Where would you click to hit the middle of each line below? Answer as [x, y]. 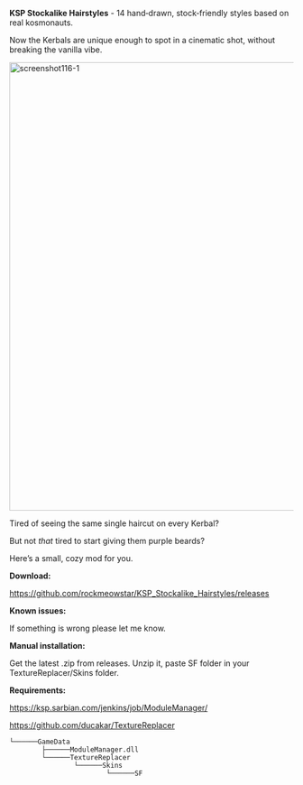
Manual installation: [47, 646]
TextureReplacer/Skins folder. [64, 673]
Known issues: [38, 611]
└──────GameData [40, 742]
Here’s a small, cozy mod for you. [71, 558]
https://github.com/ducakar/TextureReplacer [92, 725]
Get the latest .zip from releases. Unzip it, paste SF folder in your [129, 663]
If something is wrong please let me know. [88, 628]
